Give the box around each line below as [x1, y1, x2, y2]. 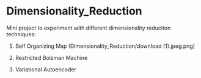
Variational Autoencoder [15, 65, 76, 73]
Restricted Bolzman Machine [15, 54, 88, 61]
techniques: [6, 30, 36, 37]
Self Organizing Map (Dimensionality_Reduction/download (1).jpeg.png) [15, 42, 196, 50]
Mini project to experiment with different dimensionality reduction [6, 24, 171, 31]
